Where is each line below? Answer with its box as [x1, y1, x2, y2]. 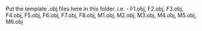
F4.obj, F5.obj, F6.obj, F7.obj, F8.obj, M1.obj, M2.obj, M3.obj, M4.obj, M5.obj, [5, 12, 197, 19]
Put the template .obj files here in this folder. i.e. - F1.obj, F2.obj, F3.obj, [5, 5, 184, 12]
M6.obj [5, 18, 24, 25]
